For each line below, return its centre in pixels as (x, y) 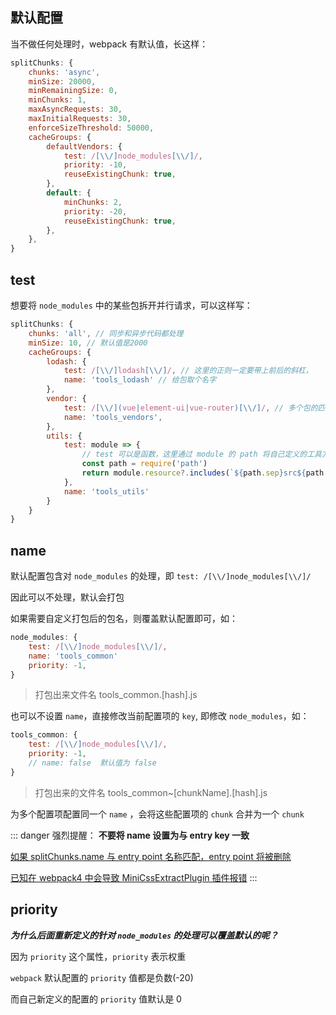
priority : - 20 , (95, 211)
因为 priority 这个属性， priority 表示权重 (98, 956)
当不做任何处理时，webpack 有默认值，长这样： (109, 44)
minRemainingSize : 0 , (73, 91)
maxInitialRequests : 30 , (80, 119)
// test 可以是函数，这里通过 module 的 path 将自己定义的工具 (201, 454)
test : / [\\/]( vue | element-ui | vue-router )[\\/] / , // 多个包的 (190, 408)
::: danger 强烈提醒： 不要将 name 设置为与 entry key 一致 (130, 835)
